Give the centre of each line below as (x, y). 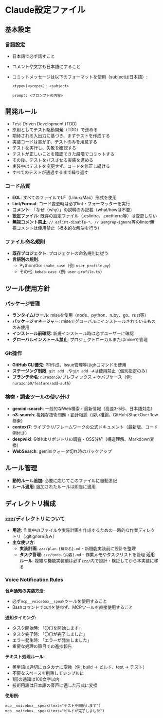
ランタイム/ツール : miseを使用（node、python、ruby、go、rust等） (80, 315)
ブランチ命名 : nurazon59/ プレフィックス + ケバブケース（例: (72, 377)
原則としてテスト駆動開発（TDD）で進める (55, 129)
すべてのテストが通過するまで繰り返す (50, 172)
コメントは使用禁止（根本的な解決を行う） (59, 228)
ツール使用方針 (27, 288)
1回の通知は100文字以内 (36, 679)
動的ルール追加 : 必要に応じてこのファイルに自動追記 (64, 481)
